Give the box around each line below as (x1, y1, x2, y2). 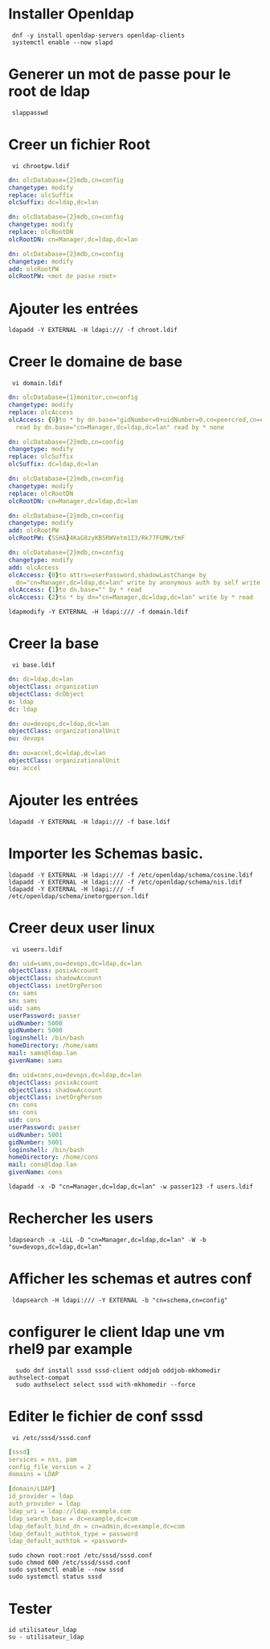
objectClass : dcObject (8, 690, 84, 698)
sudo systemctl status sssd (8, 1573, 103, 1581)
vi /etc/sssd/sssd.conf (11, 1434, 92, 1442)
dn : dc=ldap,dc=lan (8, 675, 74, 683)
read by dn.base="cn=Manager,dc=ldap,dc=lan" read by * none (15, 423, 225, 431)
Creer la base (8, 634, 99, 653)
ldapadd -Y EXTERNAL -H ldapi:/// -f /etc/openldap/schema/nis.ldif (8, 878, 243, 886)
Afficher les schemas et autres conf (8, 1270, 252, 1288)
